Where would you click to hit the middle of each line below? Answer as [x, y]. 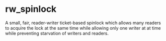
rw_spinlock [31, 9]
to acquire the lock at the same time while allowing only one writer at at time [83, 28]
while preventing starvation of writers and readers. [57, 33]
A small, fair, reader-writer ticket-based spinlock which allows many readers [83, 23]
